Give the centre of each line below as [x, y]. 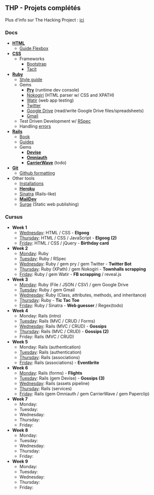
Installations [31, 183]
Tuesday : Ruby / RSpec [43, 259]
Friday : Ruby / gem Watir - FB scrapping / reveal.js [70, 274]
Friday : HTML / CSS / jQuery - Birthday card [64, 243]
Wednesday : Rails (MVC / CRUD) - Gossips [63, 326]
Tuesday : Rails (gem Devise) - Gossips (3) [62, 378]
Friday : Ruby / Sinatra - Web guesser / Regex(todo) [71, 306]
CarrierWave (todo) [47, 163]
